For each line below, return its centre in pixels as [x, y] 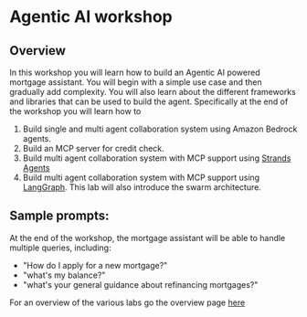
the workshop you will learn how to [75, 111]
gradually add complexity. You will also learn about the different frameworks [153, 92]
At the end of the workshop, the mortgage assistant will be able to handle [148, 238]
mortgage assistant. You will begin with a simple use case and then [136, 82]
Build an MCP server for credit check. [93, 148]
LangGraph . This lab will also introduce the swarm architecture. [142, 187]
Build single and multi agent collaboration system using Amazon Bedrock [160, 129]
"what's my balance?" [64, 275]
